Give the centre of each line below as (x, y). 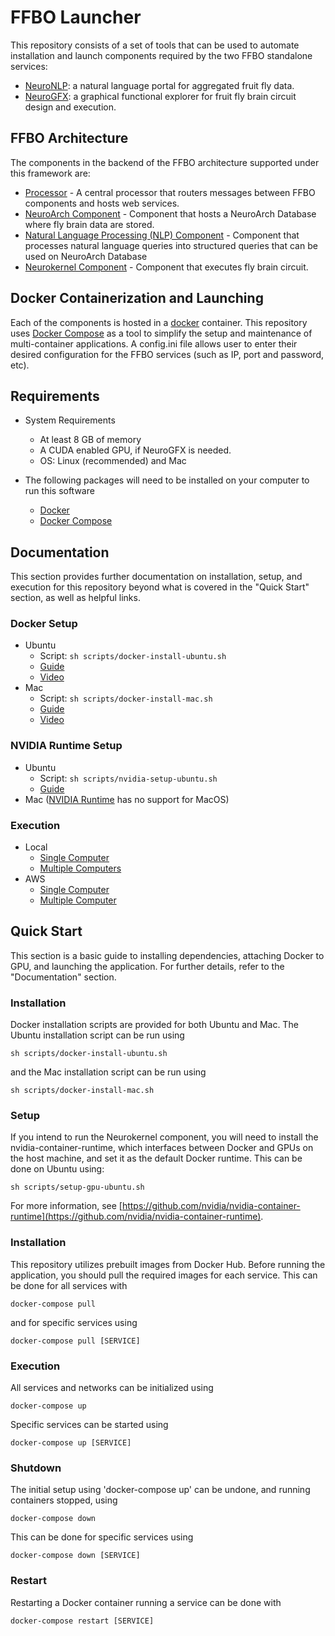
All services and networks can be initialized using (112, 1388)
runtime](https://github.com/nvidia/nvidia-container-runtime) (136, 1217)
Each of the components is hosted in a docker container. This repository (159, 322)
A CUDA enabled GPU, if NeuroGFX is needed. (135, 450)
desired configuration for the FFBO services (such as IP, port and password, (167, 354)
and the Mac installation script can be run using (108, 1072)
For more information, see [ (66, 1206)
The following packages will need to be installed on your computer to (167, 480)
